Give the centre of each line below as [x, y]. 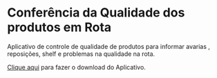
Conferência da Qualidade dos [96, 13]
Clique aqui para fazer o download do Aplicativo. [77, 67]
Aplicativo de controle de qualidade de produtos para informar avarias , [109, 46]
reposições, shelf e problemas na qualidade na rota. [81, 54]
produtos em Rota [59, 27]
